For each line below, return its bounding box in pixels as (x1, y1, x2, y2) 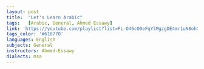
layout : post (6, 8, 39, 15)
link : (6, 25, 20, 32)
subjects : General (6, 43, 53, 49)
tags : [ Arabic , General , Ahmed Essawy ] (6, 20, 113, 26)
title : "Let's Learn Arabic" (6, 14, 83, 20)
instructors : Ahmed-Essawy (6, 48, 75, 54)
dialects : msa (6, 53, 42, 59)
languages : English (6, 37, 56, 43)
